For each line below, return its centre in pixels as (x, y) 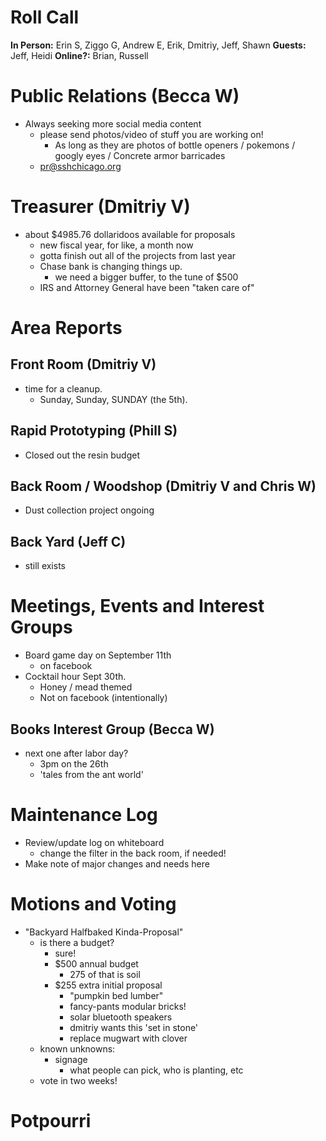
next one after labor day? (76, 753)
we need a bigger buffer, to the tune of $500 (146, 277)
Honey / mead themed (86, 687)
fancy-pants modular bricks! (128, 1006)
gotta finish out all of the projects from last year (138, 255)
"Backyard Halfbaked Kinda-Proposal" (104, 932)
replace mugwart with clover (128, 1038)
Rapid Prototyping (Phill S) (94, 431)
